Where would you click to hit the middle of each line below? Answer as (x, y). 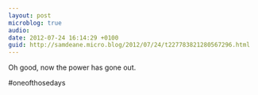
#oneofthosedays (37, 83)
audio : (19, 30)
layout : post (30, 15)
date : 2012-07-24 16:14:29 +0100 (64, 38)
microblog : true (35, 23)
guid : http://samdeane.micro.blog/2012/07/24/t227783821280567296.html (129, 45)
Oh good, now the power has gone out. (72, 67)
